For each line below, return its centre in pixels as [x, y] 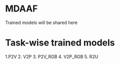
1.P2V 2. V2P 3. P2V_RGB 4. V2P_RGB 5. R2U [52, 56]
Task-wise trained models [60, 43]
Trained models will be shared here [41, 22]
